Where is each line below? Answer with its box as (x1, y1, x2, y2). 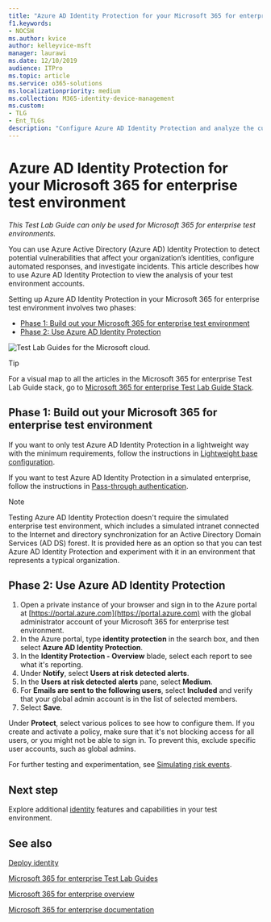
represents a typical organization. (8, 555, 120, 565)
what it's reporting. (19, 660, 83, 670)
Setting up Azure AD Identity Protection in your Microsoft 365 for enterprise (8, 294, 260, 303)
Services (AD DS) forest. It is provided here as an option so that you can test (8, 538, 262, 548)
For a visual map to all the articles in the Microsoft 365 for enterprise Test (8, 373, 252, 383)
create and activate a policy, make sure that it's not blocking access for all (8, 727, 255, 736)
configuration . (8, 457, 55, 466)
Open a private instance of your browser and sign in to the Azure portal (19, 600, 257, 610)
